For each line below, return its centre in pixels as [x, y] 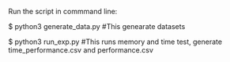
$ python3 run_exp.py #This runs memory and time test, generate [115, 42]
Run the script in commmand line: [63, 11]
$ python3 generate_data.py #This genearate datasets [97, 26]
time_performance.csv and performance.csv [81, 50]
